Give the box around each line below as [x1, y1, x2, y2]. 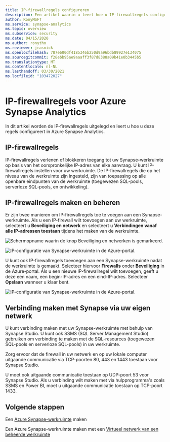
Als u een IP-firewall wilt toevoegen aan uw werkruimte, [31, 217, 148, 224]
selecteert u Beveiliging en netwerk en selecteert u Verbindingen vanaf [5, 223, 157, 229]
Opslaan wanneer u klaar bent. [5, 279, 70, 285]
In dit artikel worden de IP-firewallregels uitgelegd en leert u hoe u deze [5, 123, 154, 129]
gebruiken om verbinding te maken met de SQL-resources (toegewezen [5, 336, 155, 342]
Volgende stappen [5, 402, 65, 412]
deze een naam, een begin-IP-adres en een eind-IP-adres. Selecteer [5, 274, 148, 280]
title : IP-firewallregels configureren [5, 7, 90, 13]
